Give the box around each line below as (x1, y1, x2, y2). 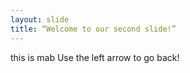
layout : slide (10, 14, 70, 25)
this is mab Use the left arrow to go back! (10, 51, 180, 63)
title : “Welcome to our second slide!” (10, 24, 177, 34)
